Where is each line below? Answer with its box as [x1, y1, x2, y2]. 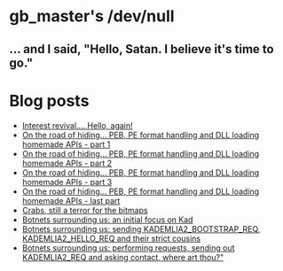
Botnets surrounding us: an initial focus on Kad [21, 214, 193, 225]
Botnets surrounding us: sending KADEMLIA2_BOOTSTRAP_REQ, [21, 223, 261, 234]
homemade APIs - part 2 [21, 158, 113, 168]
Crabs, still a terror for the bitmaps [21, 205, 148, 215]
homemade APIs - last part [21, 195, 121, 205]
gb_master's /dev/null [9, 6, 175, 27]
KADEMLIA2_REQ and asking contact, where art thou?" [21, 252, 224, 262]
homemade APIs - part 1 [21, 139, 111, 150]
